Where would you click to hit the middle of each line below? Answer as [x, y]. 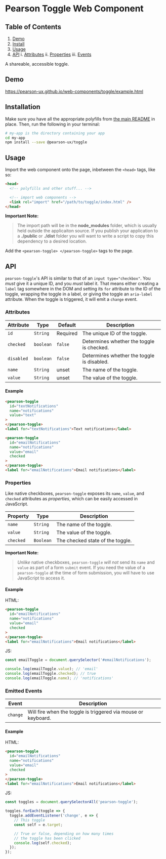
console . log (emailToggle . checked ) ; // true [51, 674]
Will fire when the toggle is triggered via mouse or [85, 712]
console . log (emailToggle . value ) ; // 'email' [52, 669]
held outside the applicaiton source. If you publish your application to [87, 231]
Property [18, 516]
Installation [23, 107]
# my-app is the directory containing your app [55, 133]
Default [67, 325]
